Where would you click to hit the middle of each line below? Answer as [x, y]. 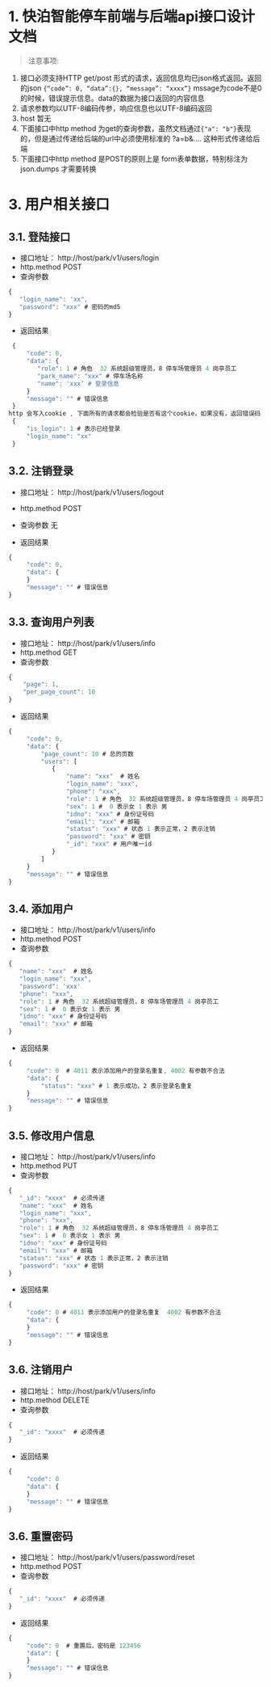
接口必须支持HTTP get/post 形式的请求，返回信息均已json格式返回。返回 [141, 78]
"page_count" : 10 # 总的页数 [88, 754]
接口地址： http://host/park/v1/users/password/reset [107, 1558]
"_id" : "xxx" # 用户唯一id [108, 844]
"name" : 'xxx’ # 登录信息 [78, 384]
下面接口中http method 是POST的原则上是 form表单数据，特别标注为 [134, 158]
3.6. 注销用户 [41, 1370]
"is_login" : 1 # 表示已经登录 [73, 429]
